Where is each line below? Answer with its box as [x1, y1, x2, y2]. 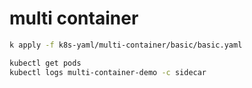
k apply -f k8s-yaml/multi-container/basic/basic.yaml [9, 40, 243, 50]
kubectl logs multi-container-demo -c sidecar [9, 67, 207, 77]
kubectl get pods [9, 58, 82, 68]
